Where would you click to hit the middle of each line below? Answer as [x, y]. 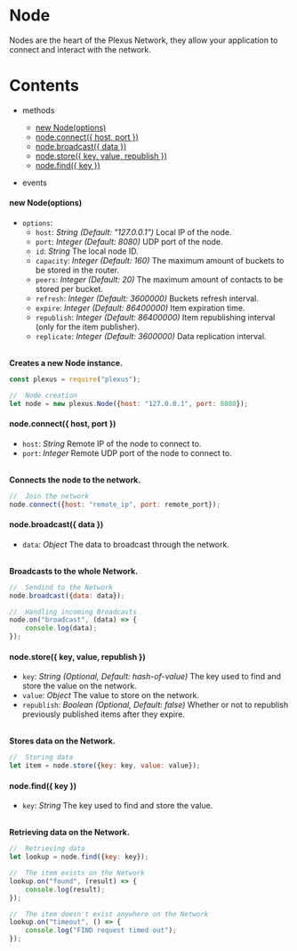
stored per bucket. [69, 289]
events [34, 183]
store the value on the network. [80, 686]
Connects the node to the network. [75, 480]
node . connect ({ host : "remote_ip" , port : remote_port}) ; [115, 504]
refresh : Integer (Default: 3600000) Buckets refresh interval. [147, 298]
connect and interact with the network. [80, 49]
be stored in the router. [77, 270]
